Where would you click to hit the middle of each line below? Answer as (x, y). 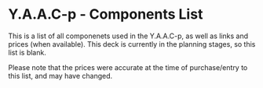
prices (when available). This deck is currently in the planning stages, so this (132, 44)
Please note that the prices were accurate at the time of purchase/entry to (128, 67)
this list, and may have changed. (60, 76)
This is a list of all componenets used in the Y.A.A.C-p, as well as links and (128, 36)
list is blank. (27, 52)
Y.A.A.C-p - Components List (106, 14)
